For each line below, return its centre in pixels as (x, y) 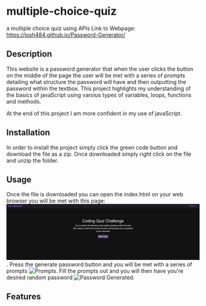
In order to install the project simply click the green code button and (92, 147)
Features (24, 296)
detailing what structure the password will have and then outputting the (96, 82)
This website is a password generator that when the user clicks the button (100, 69)
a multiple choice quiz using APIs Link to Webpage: (71, 28)
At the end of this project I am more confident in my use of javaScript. (94, 113)
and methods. (24, 101)
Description (29, 54)
